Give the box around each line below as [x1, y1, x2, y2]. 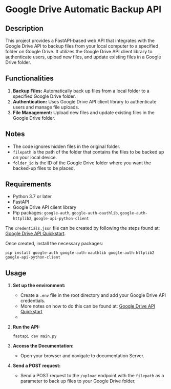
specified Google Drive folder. [12, 93, 76, 99]
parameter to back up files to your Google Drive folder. [20, 378, 136, 384]
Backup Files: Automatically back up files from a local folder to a [12, 88, 149, 94]
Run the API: [12, 324, 40, 330]
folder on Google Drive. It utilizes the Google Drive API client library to [5, 49, 153, 54]
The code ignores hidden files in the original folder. [12, 143, 120, 149]
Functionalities [5, 74, 54, 83]
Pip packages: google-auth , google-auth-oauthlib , [12, 210, 119, 216]
